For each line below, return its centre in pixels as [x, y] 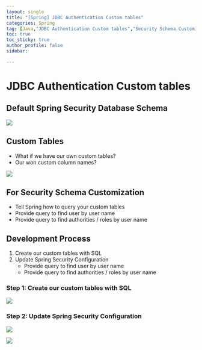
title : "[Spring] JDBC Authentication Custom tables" [75, 17]
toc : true [19, 34]
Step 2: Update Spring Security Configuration [74, 316]
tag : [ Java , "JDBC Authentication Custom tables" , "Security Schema [91, 29]
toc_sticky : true [28, 40]
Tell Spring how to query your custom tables [70, 207]
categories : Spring [31, 23]
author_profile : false [35, 46]
